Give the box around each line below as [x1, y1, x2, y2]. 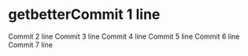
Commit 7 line [8, 39, 54, 49]
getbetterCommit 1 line [8, 6, 161, 24]
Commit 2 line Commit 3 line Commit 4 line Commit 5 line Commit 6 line [8, 32, 240, 41]
